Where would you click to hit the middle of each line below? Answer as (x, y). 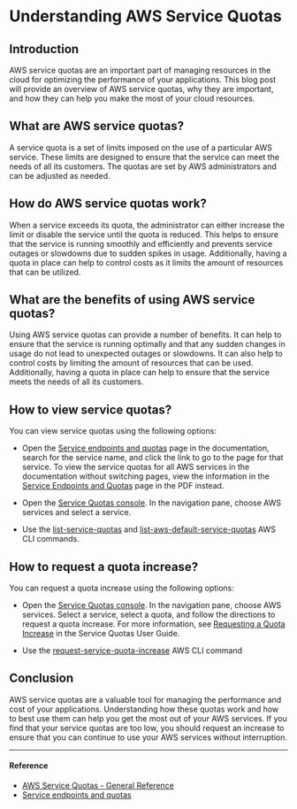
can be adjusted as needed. (60, 175)
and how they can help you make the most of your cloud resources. (132, 98)
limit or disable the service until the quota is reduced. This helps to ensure (144, 234)
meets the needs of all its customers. (76, 381)
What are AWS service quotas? (96, 126)
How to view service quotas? (91, 409)
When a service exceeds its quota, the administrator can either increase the (147, 225)
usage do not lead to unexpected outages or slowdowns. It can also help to (146, 354)
